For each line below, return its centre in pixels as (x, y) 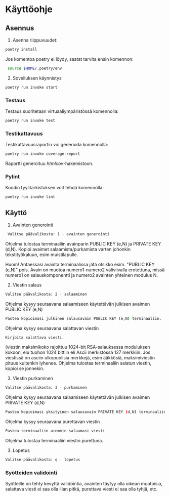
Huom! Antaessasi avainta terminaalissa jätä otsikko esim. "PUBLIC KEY (80, 264)
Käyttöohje (29, 9)
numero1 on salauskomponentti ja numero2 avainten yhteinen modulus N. (82, 275)
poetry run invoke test (30, 120)
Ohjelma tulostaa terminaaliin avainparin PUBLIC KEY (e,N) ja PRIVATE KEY (83, 243)
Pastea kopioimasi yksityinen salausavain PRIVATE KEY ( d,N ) (71, 412)
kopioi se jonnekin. (25, 368)
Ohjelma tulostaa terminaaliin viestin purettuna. (54, 441)
